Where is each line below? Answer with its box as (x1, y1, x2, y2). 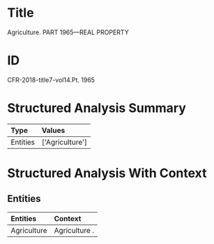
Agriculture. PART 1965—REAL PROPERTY (7, 28, 129, 36)
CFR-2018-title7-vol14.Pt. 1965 (7, 76, 95, 84)
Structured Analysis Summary (7, 100, 186, 116)
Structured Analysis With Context (7, 166, 207, 181)
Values (41, 125, 66, 135)
